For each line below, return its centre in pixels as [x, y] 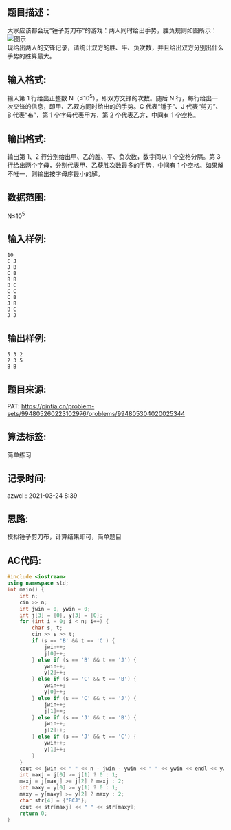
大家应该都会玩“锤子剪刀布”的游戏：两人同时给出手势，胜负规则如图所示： [112, 30]
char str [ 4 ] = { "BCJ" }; [54, 800]
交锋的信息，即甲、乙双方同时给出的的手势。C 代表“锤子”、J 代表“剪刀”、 [117, 107]
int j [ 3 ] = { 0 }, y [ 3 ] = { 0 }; [61, 615]
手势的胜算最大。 [31, 56]
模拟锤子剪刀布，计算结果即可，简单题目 [64, 537]
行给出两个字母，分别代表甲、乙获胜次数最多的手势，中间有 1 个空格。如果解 [115, 165]
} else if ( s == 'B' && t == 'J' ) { [84, 660]
